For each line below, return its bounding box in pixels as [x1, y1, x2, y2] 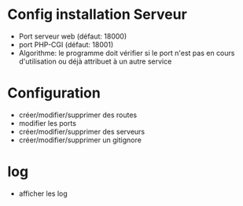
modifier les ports [18, 118, 76, 127]
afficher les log [18, 189, 68, 198]
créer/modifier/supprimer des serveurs [18, 127, 145, 136]
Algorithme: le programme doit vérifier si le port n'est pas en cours [18, 48, 235, 57]
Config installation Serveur [7, 6, 188, 24]
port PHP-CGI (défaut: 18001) [18, 39, 114, 49]
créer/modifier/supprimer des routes [18, 110, 138, 120]
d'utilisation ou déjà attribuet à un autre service [18, 57, 172, 66]
